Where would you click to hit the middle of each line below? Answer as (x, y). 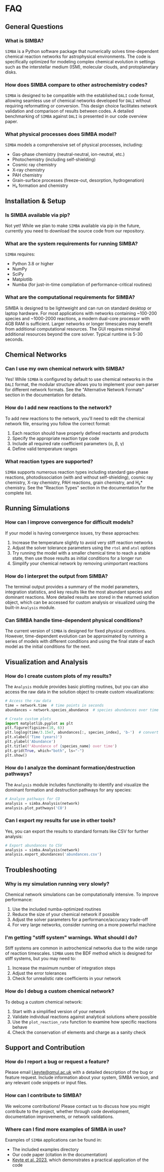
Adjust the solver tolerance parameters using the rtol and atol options (84, 548)
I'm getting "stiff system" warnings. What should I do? (71, 937)
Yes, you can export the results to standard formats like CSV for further (77, 831)
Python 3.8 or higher (33, 264)
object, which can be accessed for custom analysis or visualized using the (80, 602)
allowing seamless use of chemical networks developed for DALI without (78, 101)
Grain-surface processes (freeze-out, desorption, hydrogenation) (78, 180)
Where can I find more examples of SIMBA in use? (66, 1129)
